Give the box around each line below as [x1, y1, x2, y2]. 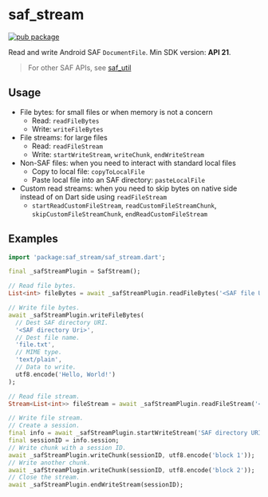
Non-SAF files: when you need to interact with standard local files [19, 158, 237, 168]
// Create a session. [8, 421, 81, 430]
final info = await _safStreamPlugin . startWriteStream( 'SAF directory [8, 429, 248, 437]
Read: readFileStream [31, 141, 104, 151]
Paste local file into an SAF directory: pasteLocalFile [31, 175, 206, 184]
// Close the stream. [8, 473, 81, 482]
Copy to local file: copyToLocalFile [31, 166, 145, 176]
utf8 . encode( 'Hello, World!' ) [15, 370, 116, 378]
